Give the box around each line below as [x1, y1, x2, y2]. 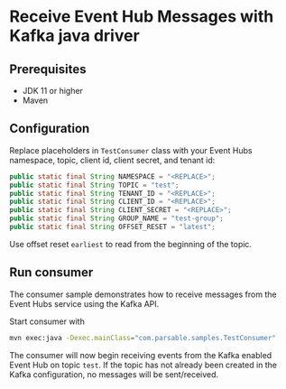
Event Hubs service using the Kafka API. [9, 298, 160, 309]
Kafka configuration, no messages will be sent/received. [9, 368, 219, 380]
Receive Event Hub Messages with [9, 6, 274, 27]
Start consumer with [9, 316, 86, 327]
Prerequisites [9, 61, 87, 77]
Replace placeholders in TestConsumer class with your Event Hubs [9, 144, 253, 155]
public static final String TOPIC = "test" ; [9, 181, 180, 190]
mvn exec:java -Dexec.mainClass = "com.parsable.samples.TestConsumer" [9, 333, 277, 342]
